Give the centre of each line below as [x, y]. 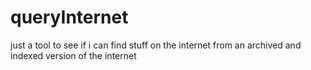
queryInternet [69, 17]
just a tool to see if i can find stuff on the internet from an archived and [156, 45]
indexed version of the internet [73, 55]
